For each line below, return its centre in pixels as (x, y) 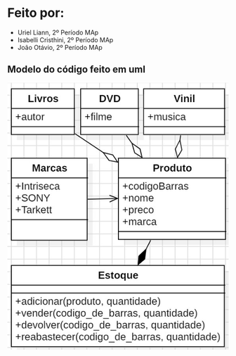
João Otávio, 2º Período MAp (60, 47)
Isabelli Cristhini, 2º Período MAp (65, 39)
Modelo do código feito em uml (77, 69)
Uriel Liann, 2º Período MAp (58, 32)
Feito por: (36, 13)
